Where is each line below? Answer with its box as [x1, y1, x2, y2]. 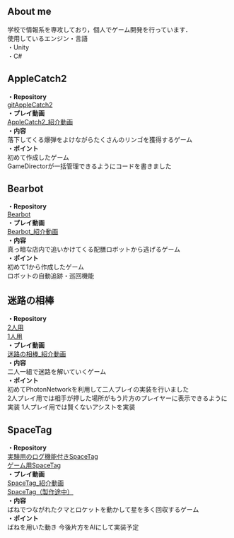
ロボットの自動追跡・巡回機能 [7, 271, 94, 280]
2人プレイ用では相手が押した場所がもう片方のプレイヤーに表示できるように [7, 394, 228, 402]
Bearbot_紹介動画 [7, 228, 59, 236]
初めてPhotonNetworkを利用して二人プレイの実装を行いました [7, 385, 189, 394]
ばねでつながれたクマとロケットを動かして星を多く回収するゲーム [7, 505, 199, 514]
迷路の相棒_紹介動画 [7, 350, 66, 358]
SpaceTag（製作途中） [7, 488, 74, 496]
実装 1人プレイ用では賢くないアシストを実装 [7, 403, 136, 411]
